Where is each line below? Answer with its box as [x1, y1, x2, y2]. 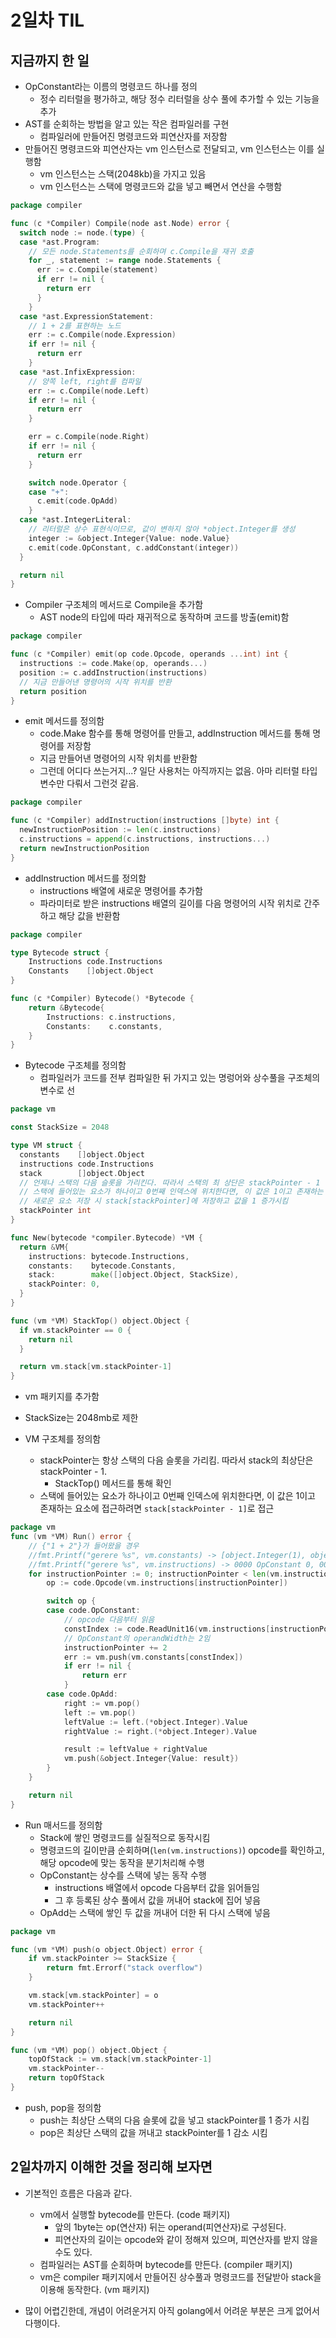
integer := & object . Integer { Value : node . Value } [28, 533, 230, 543]
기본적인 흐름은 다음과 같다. [24, 2187, 133, 2199]
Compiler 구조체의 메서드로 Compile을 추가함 [24, 599, 204, 611]
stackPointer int [19, 1206, 92, 1216]
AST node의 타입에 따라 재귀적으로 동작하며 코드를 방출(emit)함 [39, 611, 290, 623]
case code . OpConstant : [46, 1606, 141, 1616]
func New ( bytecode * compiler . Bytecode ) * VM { [10, 1232, 203, 1243]
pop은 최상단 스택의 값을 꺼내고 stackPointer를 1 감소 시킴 [39, 2126, 268, 2138]
